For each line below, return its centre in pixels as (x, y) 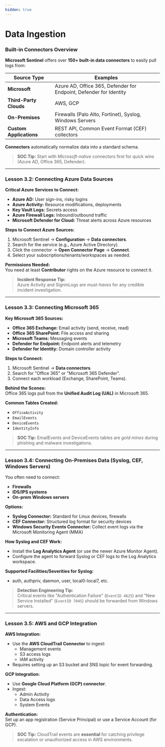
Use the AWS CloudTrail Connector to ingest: (59, 644)
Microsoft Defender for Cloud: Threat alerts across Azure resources (82, 221)
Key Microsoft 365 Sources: (34, 318)
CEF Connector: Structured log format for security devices (72, 522)
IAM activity (32, 660)
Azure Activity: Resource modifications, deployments (67, 205)
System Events (35, 705)
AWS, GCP (67, 103)
